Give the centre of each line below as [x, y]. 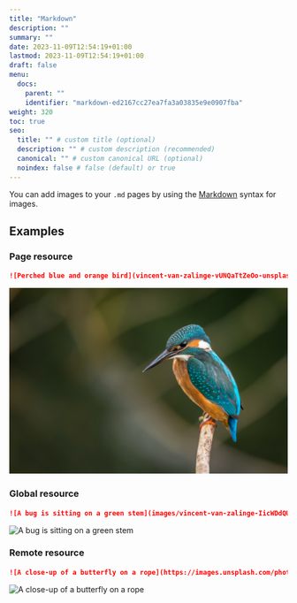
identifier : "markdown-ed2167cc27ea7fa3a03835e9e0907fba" [134, 103]
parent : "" [45, 93]
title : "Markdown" [43, 19]
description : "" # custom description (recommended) [116, 149]
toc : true [27, 121]
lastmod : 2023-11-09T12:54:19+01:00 [76, 56]
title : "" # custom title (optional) [87, 140]
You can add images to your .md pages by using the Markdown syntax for [143, 194]
